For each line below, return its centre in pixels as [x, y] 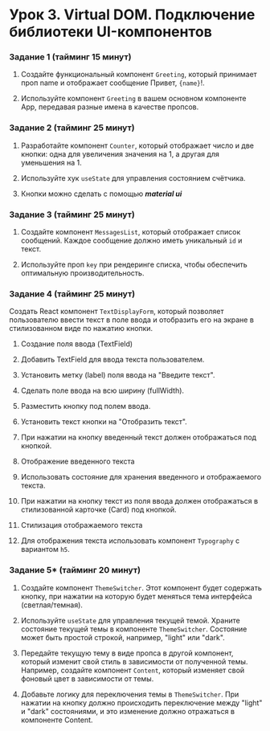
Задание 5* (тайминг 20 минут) [75, 570]
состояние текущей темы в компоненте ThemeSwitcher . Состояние [134, 629]
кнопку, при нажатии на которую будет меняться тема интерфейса [136, 596]
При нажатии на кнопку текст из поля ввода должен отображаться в [139, 501]
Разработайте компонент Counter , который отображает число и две [137, 145]
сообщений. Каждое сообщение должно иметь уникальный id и [131, 241]
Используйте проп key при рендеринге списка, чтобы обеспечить [134, 265]
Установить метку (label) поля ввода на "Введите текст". [118, 375]
